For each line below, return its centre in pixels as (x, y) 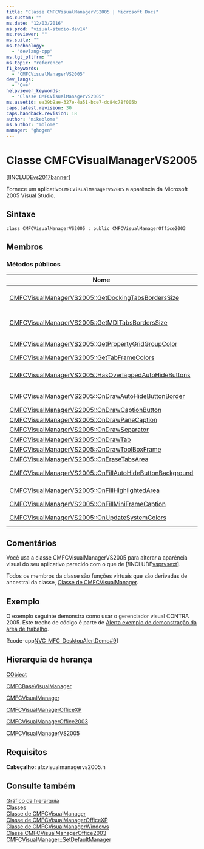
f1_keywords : (23, 68)
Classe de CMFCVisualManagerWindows (58, 827)
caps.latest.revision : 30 (39, 108)
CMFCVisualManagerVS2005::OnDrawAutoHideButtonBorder (97, 396)
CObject (17, 674)
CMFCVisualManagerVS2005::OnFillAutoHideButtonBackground (101, 473)
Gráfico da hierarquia (33, 800)
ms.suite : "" (23, 40)
